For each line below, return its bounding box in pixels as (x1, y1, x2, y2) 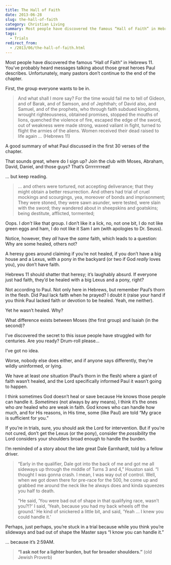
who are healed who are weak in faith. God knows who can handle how (5, 404, 155, 410)
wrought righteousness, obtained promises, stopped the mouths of (17, 111, 158, 117)
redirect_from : (5, 41, 38, 46)
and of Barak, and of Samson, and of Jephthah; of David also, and (17, 100, 157, 107)
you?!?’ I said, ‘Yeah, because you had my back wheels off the (17, 503, 149, 509)
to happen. (5, 383, 28, 390)
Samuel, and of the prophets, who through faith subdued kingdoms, (17, 106, 160, 112)
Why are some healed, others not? (5, 241, 77, 247)
